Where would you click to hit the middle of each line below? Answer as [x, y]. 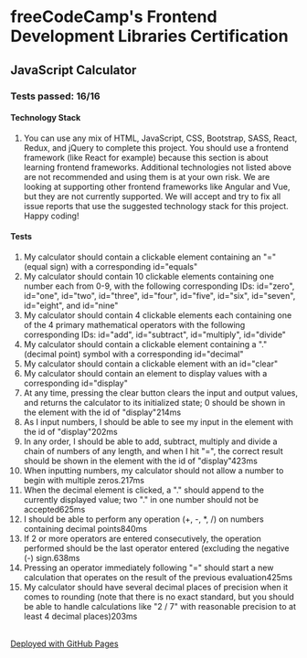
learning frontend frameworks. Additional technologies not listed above [157, 167]
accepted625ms [54, 509]
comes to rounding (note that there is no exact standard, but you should [159, 597]
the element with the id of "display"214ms [102, 412]
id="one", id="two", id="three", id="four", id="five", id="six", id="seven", [159, 295]
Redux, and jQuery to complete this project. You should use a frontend [156, 147]
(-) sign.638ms [52, 557]
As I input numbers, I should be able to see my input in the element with [158, 421]
